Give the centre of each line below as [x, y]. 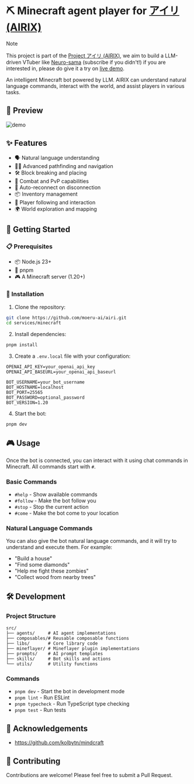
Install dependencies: [40, 334]
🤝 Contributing [33, 761]
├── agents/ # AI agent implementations [61, 634]
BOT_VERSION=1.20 [27, 403]
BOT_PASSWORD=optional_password [45, 398]
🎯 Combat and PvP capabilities [52, 181]
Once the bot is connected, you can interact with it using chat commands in [97, 460]
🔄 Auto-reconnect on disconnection [58, 187]
